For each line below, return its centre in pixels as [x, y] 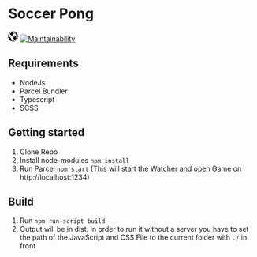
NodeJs [32, 82]
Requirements [43, 64]
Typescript [37, 99]
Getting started [47, 132]
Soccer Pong [51, 14]
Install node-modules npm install [74, 160]
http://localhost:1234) [54, 177]
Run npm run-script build [62, 221]
